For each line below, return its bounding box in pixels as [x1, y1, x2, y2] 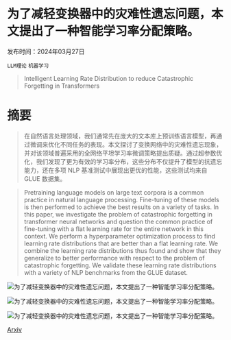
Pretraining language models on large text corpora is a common [23, 188, 204, 196]
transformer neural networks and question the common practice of [23, 217, 213, 226]
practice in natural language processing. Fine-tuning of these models [23, 195, 219, 204]
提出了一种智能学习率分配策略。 [19, 23, 200, 39]
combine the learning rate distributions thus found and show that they [23, 246, 221, 254]
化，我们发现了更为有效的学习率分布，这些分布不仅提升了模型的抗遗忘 [23, 157, 223, 165]
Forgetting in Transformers [23, 82, 100, 90]
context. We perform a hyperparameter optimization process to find [23, 232, 216, 240]
